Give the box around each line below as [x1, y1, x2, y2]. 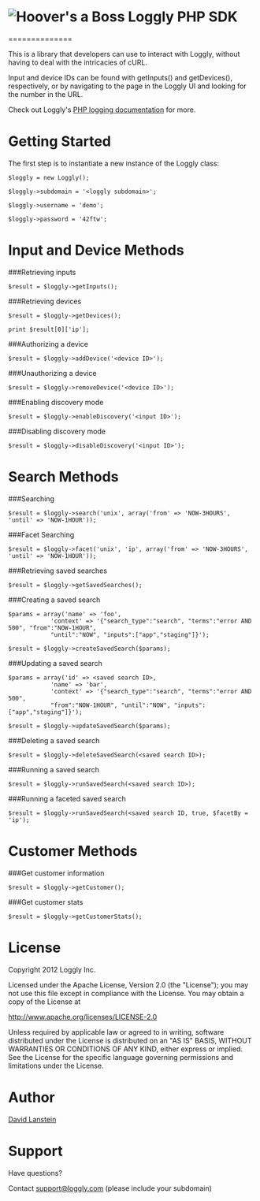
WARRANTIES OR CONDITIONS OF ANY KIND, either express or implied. [8, 1044, 243, 1054]
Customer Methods [8, 842, 138, 860]
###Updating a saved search [8, 658, 102, 667]
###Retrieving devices [8, 296, 82, 306]
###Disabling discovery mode [8, 426, 106, 436]
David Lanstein [8, 1114, 57, 1124]
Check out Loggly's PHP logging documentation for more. [8, 105, 196, 114]
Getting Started [8, 132, 112, 151]
